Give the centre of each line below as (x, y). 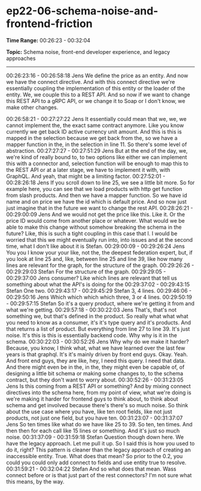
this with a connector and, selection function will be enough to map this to (97, 163)
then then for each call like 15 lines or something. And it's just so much (93, 431)
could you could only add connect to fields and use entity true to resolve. (96, 462)
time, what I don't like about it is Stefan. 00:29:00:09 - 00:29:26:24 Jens (96, 246)
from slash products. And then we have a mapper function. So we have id (97, 195)
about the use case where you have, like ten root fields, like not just (89, 411)
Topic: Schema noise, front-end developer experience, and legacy (88, 51)
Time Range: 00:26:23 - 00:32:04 (48, 40)
